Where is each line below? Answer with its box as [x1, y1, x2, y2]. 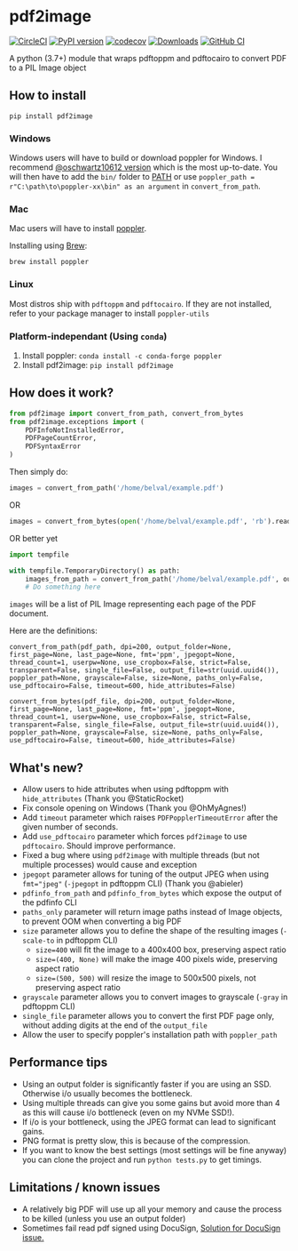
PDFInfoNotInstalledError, [25, 425, 125, 435]
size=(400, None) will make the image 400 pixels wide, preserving [35, 954, 278, 965]
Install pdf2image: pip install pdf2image [21, 359, 174, 370]
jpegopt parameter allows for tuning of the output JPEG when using [21, 869, 269, 879]
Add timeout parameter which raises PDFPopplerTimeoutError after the [21, 812, 278, 823]
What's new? [9, 760, 84, 775]
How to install [9, 88, 87, 103]
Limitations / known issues [9, 1180, 161, 1195]
